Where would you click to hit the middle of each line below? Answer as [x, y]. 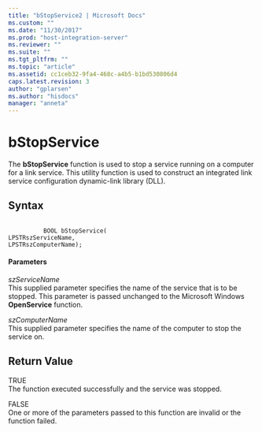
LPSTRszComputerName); [45, 244]
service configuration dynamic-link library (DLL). [87, 181]
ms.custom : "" [31, 23]
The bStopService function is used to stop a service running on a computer [131, 164]
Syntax [26, 206]
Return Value [41, 361]
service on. [26, 337]
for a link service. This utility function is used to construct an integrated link [130, 173]
